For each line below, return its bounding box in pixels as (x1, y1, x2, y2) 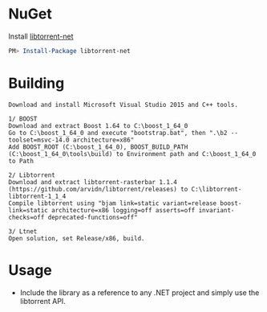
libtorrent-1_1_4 (8, 192, 67, 200)
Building (8, 74, 65, 92)
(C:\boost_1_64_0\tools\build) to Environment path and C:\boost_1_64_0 (8, 150, 257, 158)
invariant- (198, 206, 235, 214)
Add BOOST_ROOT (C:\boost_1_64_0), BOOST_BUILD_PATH (8, 142, 188, 151)
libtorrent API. (19, 296, 66, 306)
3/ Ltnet (8, 227, 38, 236)
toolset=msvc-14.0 (8, 136, 70, 144)
